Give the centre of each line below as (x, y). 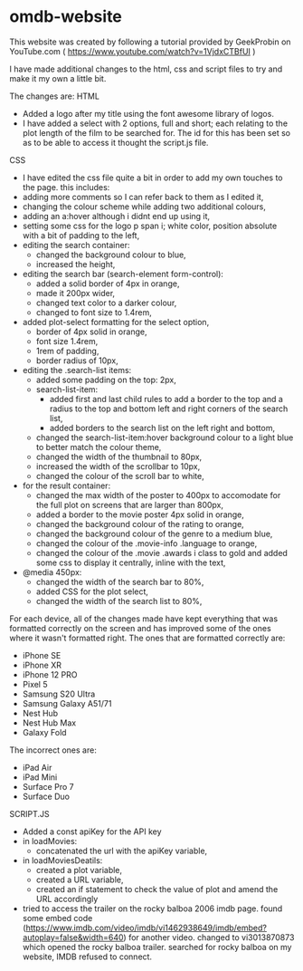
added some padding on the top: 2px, (106, 380)
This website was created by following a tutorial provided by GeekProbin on (150, 42)
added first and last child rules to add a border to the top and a (166, 399)
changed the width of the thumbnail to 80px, (119, 457)
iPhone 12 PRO (50, 674)
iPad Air (37, 767)
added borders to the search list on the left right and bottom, (162, 428)
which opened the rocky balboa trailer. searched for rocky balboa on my (157, 947)
